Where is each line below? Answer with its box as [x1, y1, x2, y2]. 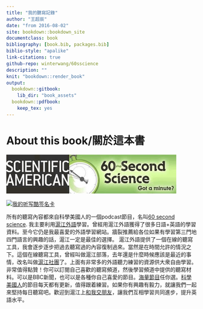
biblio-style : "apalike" [6, 48, 69, 54]
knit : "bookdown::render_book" [6, 73, 85, 80]
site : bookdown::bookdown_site [6, 29, 85, 35]
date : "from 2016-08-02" [6, 22, 69, 28]
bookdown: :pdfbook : [11, 99, 61, 105]
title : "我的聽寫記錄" [6, 10, 58, 16]
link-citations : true [6, 54, 61, 60]
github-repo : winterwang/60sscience [6, 60, 98, 66]
